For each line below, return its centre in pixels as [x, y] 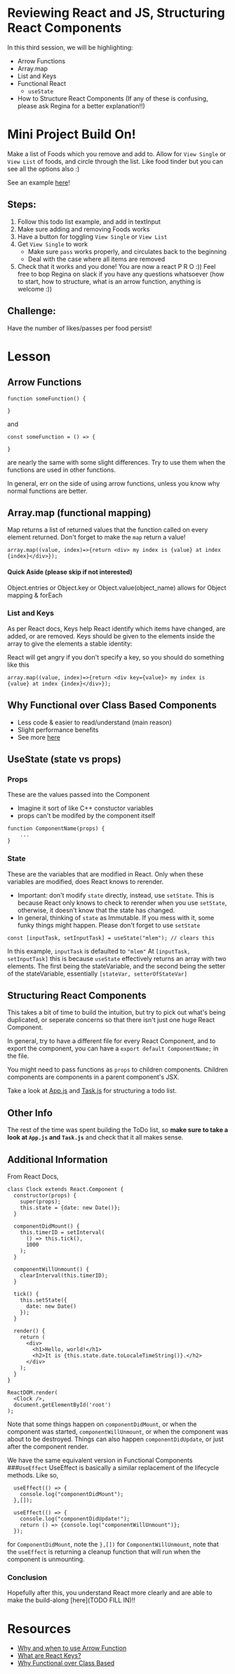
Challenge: [32, 311]
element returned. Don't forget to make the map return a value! [96, 537]
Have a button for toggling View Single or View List [92, 237]
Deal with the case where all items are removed [96, 259]
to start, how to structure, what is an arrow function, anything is [109, 281]
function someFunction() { [47, 398]
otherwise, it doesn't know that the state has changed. [96, 910]
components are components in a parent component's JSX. [94, 1077]
